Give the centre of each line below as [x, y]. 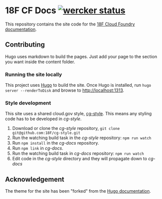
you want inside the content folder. [40, 62]
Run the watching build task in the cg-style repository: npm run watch [82, 138]
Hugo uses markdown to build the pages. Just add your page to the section [81, 56]
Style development [28, 103]
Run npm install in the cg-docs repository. [56, 143]
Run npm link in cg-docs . [38, 148]
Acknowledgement [35, 179]
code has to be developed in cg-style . [43, 119]
